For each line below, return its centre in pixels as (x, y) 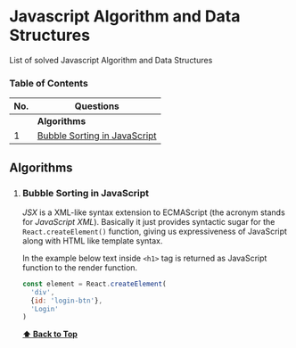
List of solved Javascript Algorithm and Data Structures (111, 60)
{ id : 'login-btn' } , (67, 301)
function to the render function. (80, 267)
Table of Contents (49, 83)
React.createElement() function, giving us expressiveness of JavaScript (155, 231)
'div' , (43, 292)
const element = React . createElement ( (94, 284)
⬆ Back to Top (50, 334)
